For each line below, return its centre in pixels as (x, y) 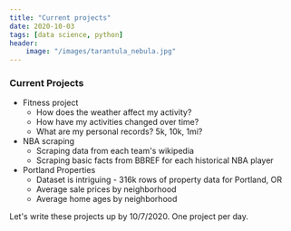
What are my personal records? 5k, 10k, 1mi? (119, 131)
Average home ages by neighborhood (107, 199)
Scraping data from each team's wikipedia (115, 151)
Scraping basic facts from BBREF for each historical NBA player (155, 160)
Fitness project (50, 103)
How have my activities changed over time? (117, 122)
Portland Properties (59, 170)
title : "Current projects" (60, 18)
